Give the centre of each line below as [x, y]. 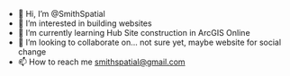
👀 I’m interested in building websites [85, 23]
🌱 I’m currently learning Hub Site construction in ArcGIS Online [134, 33]
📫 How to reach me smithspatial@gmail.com [102, 62]
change [32, 52]
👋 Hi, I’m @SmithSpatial [61, 14]
